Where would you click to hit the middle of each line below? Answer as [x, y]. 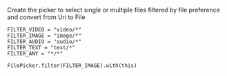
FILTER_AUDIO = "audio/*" [44, 42]
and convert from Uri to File [46, 17]
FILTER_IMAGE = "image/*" [44, 36]
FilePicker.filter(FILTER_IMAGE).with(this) [72, 66]
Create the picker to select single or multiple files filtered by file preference [114, 10]
